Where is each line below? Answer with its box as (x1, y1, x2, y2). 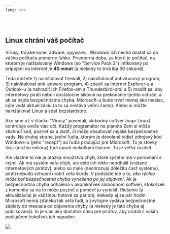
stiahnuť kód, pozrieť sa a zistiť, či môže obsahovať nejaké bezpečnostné (5, 128, 158, 135)
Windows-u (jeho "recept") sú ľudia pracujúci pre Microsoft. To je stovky (5, 139, 157, 145)
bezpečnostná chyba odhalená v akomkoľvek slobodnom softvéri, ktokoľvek (5, 181, 165, 188)
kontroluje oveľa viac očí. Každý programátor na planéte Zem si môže (5, 123, 151, 129)
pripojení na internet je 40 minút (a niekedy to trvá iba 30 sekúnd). (5, 65, 145, 72)
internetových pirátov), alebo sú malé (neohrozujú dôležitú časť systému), (5, 165, 160, 172)
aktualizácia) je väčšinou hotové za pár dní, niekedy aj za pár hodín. (5, 192, 147, 198)
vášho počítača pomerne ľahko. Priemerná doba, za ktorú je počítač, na (5, 55, 155, 61)
